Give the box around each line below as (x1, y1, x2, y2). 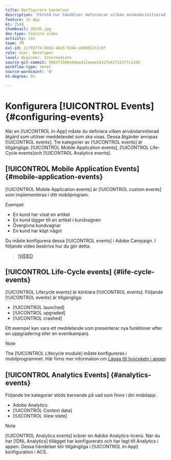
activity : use (5, 36, 36, 41)
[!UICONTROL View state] (12, 413, 67, 419)
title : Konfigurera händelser (5, 7, 70, 13)
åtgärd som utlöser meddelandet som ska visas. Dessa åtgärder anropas (5, 133, 158, 139)
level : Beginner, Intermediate (5, 55, 72, 60)
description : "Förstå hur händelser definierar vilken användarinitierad (5, 12, 166, 17)
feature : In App (5, 17, 40, 22)
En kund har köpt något (12, 228, 62, 234)
